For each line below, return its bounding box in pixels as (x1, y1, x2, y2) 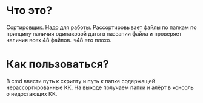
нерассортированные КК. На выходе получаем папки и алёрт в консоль (6, 84, 194, 91)
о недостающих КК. (6, 90, 58, 97)
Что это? (6, 4, 53, 17)
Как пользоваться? (6, 58, 109, 71)
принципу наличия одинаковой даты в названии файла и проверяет (6, 30, 182, 37)
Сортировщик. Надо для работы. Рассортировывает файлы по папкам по (6, 23, 197, 31)
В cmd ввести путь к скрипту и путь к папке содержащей (6, 77, 156, 84)
